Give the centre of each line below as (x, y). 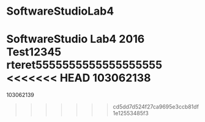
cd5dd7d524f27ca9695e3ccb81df (156, 107)
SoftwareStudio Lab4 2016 (76, 39)
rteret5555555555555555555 (84, 65)
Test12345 (34, 52)
